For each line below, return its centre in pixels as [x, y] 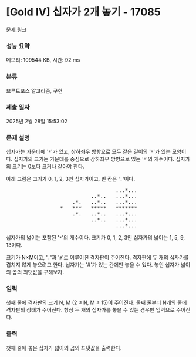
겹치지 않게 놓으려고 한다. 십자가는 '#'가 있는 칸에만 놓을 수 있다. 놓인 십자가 [93, 265]
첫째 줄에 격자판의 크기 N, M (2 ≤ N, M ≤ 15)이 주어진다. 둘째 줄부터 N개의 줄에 [97, 302]
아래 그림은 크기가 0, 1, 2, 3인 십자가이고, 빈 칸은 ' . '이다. [71, 179]
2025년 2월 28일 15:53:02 [37, 121]
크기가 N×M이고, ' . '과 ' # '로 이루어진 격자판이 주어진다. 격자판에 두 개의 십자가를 [97, 257]
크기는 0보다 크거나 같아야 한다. [48, 166]
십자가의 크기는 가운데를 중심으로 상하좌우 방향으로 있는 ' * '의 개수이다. [94, 159]
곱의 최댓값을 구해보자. [38, 272]
